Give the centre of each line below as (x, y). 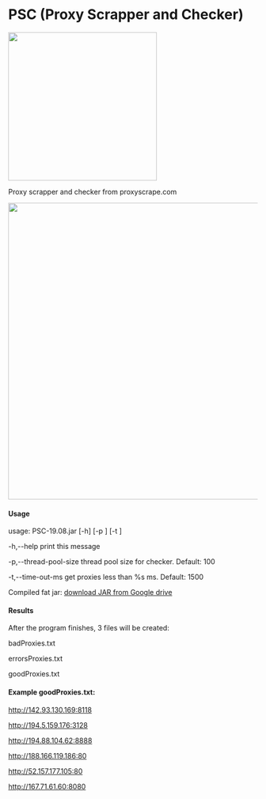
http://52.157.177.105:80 (46, 771)
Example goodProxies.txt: (52, 692)
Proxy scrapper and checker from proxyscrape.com (93, 191)
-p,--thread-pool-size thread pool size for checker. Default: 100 (112, 562)
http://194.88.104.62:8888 (50, 740)
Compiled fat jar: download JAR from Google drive (90, 593)
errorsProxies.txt (36, 659)
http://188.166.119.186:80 (47, 755)
